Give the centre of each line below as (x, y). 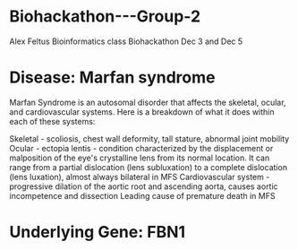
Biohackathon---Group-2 (105, 17)
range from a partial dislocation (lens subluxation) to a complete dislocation (149, 167)
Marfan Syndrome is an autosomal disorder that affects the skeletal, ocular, (148, 102)
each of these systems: (52, 121)
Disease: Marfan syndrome (112, 78)
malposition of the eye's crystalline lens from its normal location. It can (140, 158)
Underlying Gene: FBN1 (98, 233)
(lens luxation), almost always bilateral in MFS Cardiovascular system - (140, 177)
